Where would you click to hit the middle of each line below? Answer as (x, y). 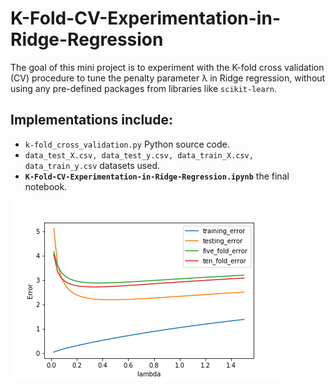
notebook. (46, 186)
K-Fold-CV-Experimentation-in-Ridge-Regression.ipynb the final (157, 176)
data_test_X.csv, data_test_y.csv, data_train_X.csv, (139, 155)
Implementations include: (91, 120)
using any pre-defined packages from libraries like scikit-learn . (144, 88)
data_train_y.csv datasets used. (92, 165)
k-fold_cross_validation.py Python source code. (127, 144)
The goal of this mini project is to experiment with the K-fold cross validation (167, 67)
